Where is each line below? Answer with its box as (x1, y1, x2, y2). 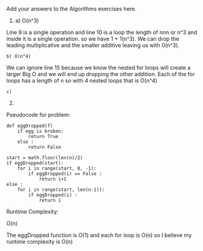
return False (28, 144, 62, 150)
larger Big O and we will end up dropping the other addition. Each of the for (6, 70, 195, 78)
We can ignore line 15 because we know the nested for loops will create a (6, 64, 191, 71)
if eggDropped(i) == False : (28, 171, 102, 177)
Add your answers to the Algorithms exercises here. (6, 5, 137, 12)
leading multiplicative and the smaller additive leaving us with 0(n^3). (6, 42, 180, 49)
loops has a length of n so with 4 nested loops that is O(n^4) (6, 77, 157, 84)
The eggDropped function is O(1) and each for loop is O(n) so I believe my (6, 232, 192, 239)
